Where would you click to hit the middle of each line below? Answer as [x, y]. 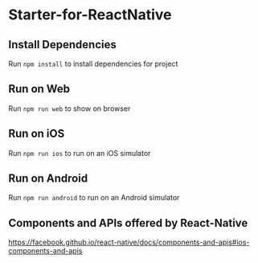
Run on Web [39, 89]
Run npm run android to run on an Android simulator [94, 198]
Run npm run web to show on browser [70, 108]
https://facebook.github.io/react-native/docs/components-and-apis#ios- [129, 242]
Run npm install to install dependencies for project [93, 64]
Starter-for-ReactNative [90, 15]
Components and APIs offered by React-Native [128, 223]
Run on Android [48, 179]
